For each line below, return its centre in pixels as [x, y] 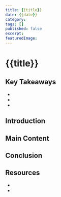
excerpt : [14, 34]
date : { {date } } [21, 15]
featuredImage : [21, 39]
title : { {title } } [24, 10]
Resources [23, 173]
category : [16, 19]
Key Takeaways [31, 82]
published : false [24, 29]
